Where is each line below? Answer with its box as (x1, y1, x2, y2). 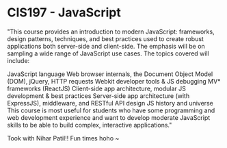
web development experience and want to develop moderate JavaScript (7, 113, 211, 121)
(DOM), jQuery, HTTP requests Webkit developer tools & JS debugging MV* (7, 77, 221, 85)
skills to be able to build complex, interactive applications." (7, 121, 172, 129)
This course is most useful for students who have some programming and (7, 106, 215, 114)
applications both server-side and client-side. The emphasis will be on (7, 42, 205, 50)
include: (7, 56, 30, 64)
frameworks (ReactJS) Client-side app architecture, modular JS (7, 84, 186, 92)
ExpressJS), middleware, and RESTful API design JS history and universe (7, 99, 213, 107)
